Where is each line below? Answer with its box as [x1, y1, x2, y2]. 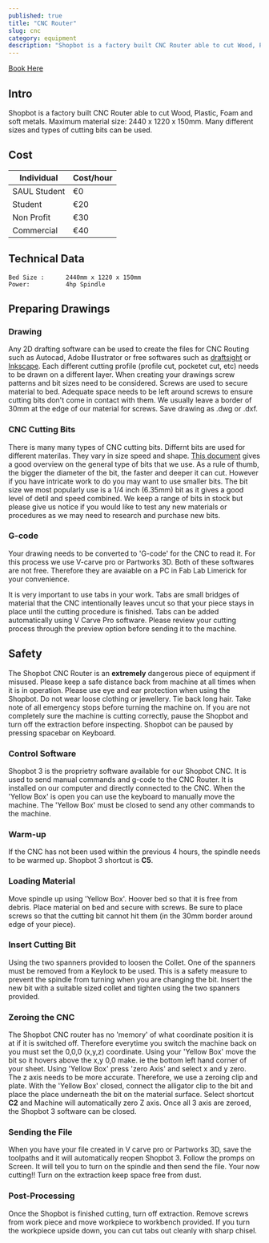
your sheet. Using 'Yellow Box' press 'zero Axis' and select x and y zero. [8, 1064, 247, 1074]
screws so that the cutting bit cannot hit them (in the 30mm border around [8, 911, 253, 921]
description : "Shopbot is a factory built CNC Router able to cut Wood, [8, 42, 256, 50]
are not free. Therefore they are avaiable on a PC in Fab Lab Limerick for [8, 565, 247, 575]
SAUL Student [12, 185, 66, 196]
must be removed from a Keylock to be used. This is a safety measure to [8, 966, 247, 975]
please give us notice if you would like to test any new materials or [8, 502, 227, 512]
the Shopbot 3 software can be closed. [8, 1107, 137, 1116]
